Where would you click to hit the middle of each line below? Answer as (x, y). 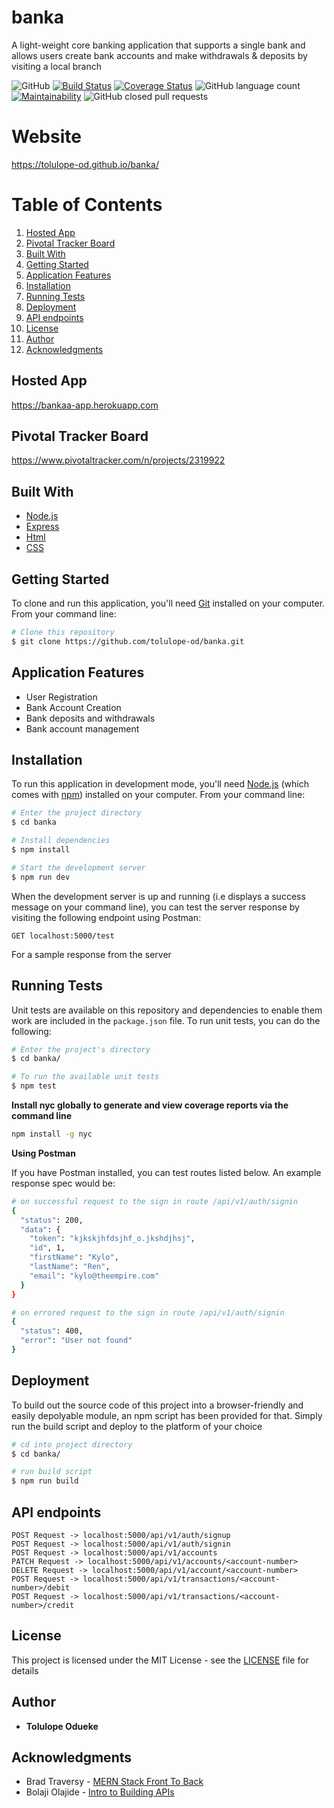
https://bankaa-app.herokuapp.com (85, 405)
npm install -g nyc (52, 1134)
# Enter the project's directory (81, 1049)
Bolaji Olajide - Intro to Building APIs (100, 1792)
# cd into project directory (72, 1444)
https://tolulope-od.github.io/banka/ (85, 164)
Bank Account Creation (73, 707)
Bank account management (82, 728)
